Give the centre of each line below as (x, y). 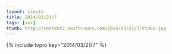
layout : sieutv (25, 12)
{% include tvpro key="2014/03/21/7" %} (57, 45)
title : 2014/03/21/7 (32, 17)
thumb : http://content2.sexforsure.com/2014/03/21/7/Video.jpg (86, 28)
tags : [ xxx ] (21, 23)
